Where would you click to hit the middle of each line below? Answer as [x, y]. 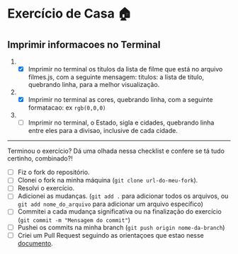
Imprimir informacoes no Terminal [84, 44]
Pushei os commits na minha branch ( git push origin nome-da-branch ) [121, 227]
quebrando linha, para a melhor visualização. [94, 85]
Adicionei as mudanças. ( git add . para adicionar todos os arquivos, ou [123, 196]
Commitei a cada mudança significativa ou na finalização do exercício [119, 212]
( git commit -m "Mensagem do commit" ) [74, 219]
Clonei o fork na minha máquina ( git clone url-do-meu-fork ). [108, 180]
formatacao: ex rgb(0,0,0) [67, 108]
